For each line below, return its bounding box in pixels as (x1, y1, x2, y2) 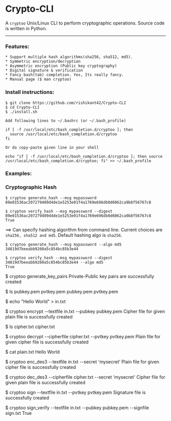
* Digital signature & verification (5, 68, 83, 73)
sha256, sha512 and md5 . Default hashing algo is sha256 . (5, 232, 122, 238)
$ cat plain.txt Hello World (5, 349, 60, 355)
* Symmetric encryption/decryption (5, 59, 81, 64)
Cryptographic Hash (5, 184, 57, 191)
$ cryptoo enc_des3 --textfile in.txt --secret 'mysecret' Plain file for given (5, 358, 159, 365)
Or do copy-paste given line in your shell (5, 145, 99, 150)
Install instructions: (5, 89, 54, 96)
